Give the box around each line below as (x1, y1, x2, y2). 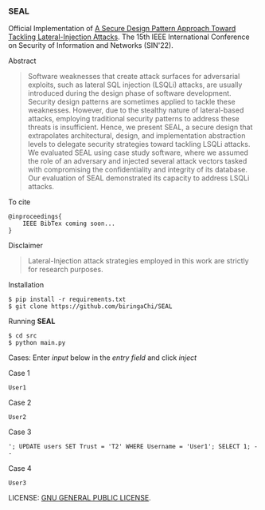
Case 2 (8, 397, 32, 408)
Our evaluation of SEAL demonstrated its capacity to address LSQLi (27, 173, 250, 183)
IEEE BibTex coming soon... (22, 219, 115, 228)
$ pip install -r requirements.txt (8, 295, 127, 304)
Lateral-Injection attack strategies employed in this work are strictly (27, 256, 249, 266)
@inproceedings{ (8, 213, 62, 221)
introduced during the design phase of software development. (27, 89, 232, 98)
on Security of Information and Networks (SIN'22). (8, 41, 173, 50)
